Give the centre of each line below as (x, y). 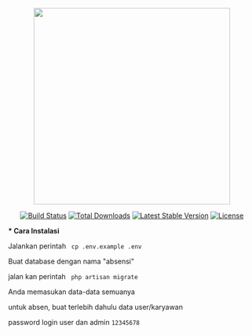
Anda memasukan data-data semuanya (72, 292)
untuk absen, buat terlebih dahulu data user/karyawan (95, 307)
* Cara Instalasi (34, 231)
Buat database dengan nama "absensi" (71, 261)
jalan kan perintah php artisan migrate (73, 276)
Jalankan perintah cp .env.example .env (75, 246)
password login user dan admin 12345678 (74, 322)
